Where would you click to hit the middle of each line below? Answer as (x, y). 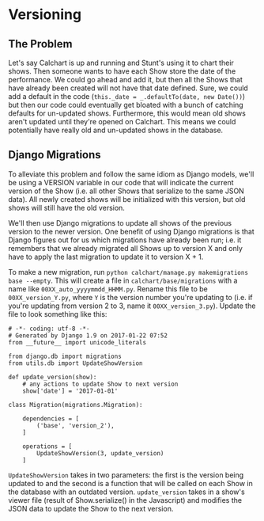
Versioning (45, 15)
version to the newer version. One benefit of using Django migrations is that (131, 231)
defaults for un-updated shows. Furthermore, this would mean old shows (127, 113)
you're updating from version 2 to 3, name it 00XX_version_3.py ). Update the (132, 306)
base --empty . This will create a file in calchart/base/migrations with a (123, 280)
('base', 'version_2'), (75, 425)
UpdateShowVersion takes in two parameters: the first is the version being (126, 475)
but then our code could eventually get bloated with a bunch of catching (126, 105)
